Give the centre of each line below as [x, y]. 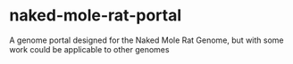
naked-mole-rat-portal [95, 16]
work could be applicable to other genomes [89, 49]
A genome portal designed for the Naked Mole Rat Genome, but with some [146, 40]
